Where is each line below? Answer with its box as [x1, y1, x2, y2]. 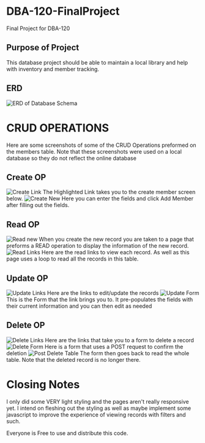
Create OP [6, 172, 47, 182]
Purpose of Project [6, 42, 80, 53]
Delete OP [6, 320, 45, 331]
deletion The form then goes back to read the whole [6, 349, 190, 357]
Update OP [6, 273, 48, 283]
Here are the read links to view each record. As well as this [42, 249, 190, 256]
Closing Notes [6, 377, 80, 391]
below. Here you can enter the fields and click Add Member [6, 195, 194, 202]
